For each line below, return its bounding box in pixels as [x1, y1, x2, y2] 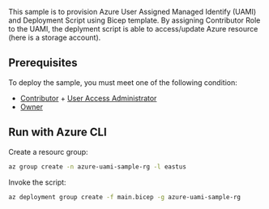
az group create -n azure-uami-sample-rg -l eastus [8, 162, 186, 171]
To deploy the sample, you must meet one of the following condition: [8, 77, 237, 87]
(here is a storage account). [8, 32, 101, 42]
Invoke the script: [8, 177, 66, 187]
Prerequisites [8, 56, 78, 70]
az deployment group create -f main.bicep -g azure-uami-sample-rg [8, 193, 241, 201]
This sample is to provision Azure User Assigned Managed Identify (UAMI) [8, 7, 257, 16]
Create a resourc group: [8, 147, 88, 156]
